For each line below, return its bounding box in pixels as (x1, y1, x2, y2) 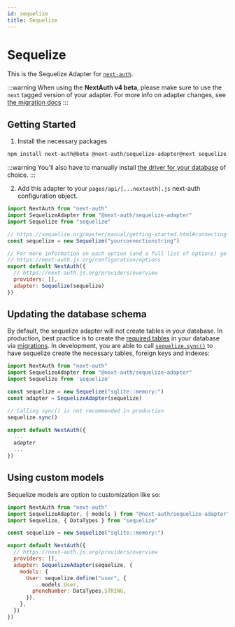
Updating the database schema (7, 308, 147, 320)
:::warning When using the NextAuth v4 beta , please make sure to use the (7, 83, 222, 92)
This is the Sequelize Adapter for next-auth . (7, 70, 134, 78)
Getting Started (7, 118, 76, 130)
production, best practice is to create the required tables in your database (7, 334, 220, 343)
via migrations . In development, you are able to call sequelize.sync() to (7, 342, 213, 350)
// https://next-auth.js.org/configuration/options (7, 257, 161, 264)
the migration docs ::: (7, 99, 69, 107)
